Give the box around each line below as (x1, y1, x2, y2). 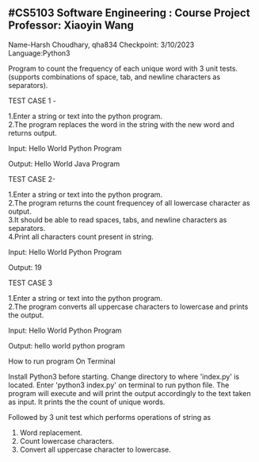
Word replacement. (19, 428, 83, 437)
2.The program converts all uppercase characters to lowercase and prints (8, 302, 249, 311)
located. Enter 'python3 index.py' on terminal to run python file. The (8, 380, 230, 390)
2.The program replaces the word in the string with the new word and (8, 119, 235, 129)
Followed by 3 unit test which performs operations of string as (8, 412, 211, 422)
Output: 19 (8, 262, 42, 272)
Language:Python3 (8, 48, 70, 58)
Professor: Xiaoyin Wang (8, 19, 135, 33)
